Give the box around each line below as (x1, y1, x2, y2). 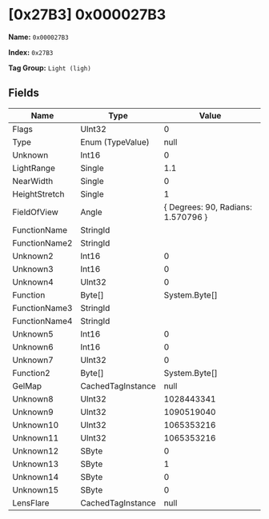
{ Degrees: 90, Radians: (163, 202, 252, 213)
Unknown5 (12, 328, 54, 339)
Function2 (12, 367, 50, 378)
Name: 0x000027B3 (8, 32, 70, 42)
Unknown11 (12, 432, 59, 443)
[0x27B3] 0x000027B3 (8, 6, 167, 24)
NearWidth (12, 175, 54, 186)
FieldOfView (12, 206, 58, 218)
